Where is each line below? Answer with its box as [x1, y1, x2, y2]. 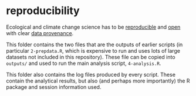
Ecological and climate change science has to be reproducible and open [6, 23, 181, 30]
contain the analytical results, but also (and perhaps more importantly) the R [6, 77, 190, 84]
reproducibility [6, 4, 80, 18]
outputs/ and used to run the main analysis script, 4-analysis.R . [6, 60, 161, 67]
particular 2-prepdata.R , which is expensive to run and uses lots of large [6, 47, 181, 54]
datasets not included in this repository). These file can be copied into [6, 53, 175, 60]
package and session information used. [6, 83, 102, 90]
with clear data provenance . [6, 29, 74, 36]
